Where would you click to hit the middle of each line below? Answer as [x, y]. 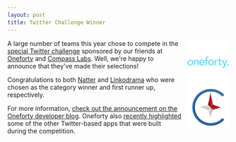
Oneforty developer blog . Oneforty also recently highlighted [94, 116]
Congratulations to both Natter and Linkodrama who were [91, 79]
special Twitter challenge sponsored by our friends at [85, 51]
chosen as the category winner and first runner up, [81, 87]
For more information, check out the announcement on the [93, 108]
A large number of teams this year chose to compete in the [93, 43]
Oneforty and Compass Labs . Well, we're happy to [81, 58]
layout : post [26, 15]
